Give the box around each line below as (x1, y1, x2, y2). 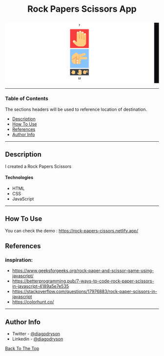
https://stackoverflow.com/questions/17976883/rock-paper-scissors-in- (12, 288, 158, 295)
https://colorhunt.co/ (12, 299, 54, 305)
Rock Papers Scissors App (27, 3, 137, 15)
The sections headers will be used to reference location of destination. (5, 106, 147, 112)
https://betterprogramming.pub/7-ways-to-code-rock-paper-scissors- (12, 278, 155, 284)
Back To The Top (5, 346, 40, 352)
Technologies (5, 175, 34, 180)
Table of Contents (5, 95, 49, 102)
